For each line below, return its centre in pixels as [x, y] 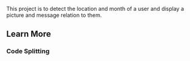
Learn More [29, 34]
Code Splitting [28, 51]
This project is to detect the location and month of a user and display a [95, 9]
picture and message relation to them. [54, 15]
